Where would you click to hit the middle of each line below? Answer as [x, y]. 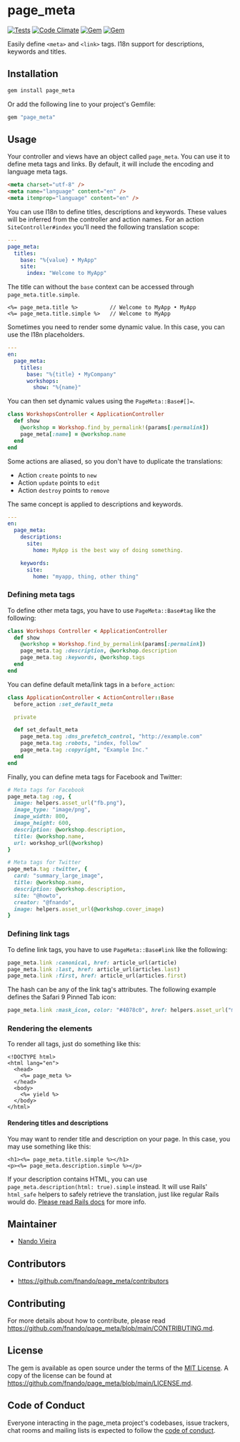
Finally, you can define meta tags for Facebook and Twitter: [95, 776]
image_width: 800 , [41, 816]
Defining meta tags [41, 595]
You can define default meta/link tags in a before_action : [91, 684]
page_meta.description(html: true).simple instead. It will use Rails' [107, 1186]
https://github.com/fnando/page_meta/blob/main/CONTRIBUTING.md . [111, 1328]
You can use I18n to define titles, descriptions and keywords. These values [117, 211]
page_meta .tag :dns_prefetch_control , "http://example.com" [111, 737]
